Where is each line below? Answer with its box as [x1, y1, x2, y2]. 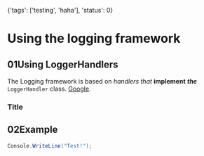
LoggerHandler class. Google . [7, 84, 91, 93]
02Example [7, 124, 58, 136]
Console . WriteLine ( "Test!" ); [7, 142, 93, 150]
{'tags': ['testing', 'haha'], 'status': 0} [7, 6, 114, 14]
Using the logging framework [7, 31, 181, 46]
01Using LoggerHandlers [7, 58, 118, 70]
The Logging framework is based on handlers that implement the [7, 77, 198, 85]
